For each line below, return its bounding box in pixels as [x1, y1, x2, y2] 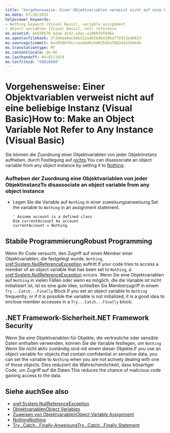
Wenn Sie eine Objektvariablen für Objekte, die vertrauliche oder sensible [5, 335, 158, 341]
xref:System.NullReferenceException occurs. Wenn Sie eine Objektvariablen [5, 272, 164, 278]
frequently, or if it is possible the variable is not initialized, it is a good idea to [5, 293, 165, 299]
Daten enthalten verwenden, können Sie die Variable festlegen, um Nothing [5, 340, 161, 346]
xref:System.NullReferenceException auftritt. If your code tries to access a [5, 261, 159, 267]
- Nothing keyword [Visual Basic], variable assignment [5, 21, 125, 27]
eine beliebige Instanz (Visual [5, 102, 133, 114]
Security [5, 321, 33, 330]
